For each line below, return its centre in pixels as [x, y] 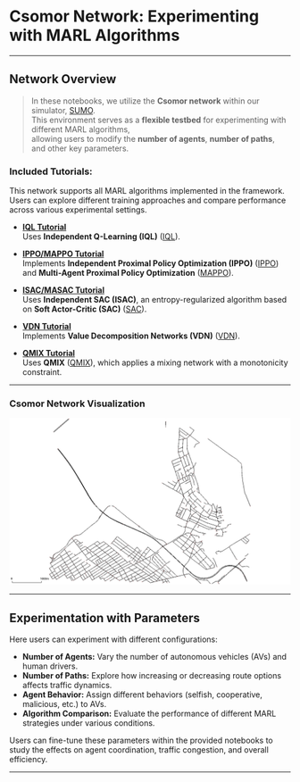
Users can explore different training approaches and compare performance [148, 200]
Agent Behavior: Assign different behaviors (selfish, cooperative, [142, 695]
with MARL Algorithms [95, 35]
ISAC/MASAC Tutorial [63, 290]
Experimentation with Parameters [105, 618]
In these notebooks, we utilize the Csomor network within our [146, 101]
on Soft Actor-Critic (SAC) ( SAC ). [84, 309]
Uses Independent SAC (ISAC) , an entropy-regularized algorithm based [154, 300]
